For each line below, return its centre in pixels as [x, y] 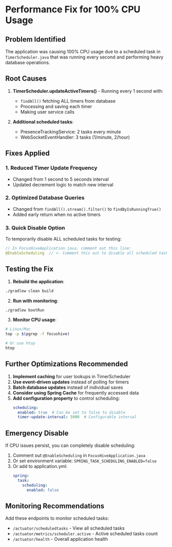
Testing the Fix [29, 269]
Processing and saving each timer [56, 106]
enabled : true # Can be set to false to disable [71, 412]
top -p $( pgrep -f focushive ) [38, 334]
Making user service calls [47, 112]
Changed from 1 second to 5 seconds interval [61, 179]
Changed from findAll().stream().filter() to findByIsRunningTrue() [87, 209]
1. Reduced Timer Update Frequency [51, 168]
